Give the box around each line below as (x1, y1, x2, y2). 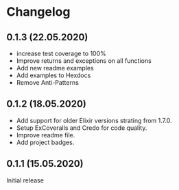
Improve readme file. (16, 131, 75, 139)
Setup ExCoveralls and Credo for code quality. (16, 124, 147, 132)
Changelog (6, 4, 71, 20)
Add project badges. (16, 138, 75, 146)
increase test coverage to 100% (16, 49, 107, 57)
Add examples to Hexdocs (16, 71, 91, 79)
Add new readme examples (16, 64, 94, 72)
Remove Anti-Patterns (16, 79, 80, 86)
